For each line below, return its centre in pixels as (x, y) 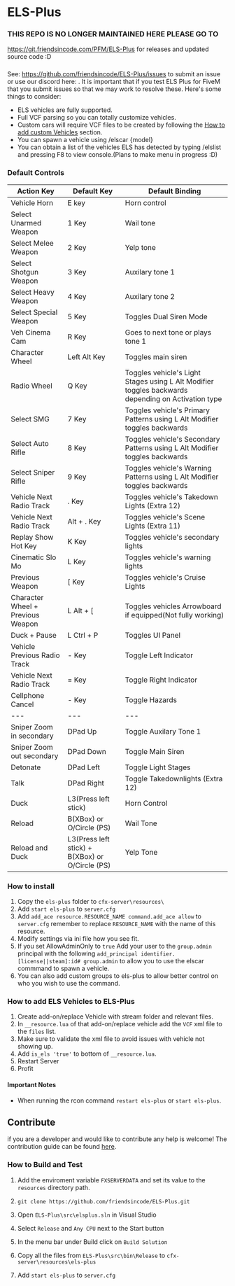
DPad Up (82, 731)
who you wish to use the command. (69, 983)
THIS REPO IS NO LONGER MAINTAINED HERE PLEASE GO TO (113, 34)
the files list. (37, 1032)
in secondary (32, 736)
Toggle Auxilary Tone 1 (163, 731)
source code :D (29, 57)
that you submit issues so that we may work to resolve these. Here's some (114, 89)
